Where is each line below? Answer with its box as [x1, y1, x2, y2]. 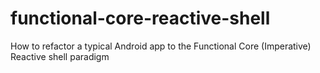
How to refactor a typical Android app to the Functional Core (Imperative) [10, 40, 312, 52]
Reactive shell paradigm [10, 50, 110, 62]
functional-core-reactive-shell [10, 7, 271, 30]
